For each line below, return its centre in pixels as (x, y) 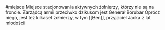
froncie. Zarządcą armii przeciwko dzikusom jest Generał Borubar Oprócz (83, 12)
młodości (15, 23)
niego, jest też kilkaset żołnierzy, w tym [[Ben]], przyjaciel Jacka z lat (78, 18)
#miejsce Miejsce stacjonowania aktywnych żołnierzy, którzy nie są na (80, 7)
